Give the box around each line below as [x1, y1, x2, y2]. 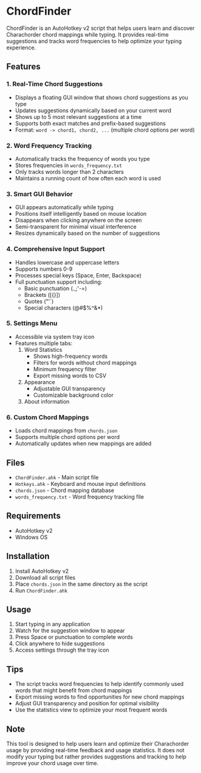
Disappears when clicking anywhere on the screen [15, 216, 142, 224]
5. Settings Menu [6, 319, 58, 327]
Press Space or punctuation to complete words [15, 633, 134, 641]
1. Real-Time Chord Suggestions [6, 80, 103, 88]
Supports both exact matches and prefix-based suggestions [15, 119, 166, 127]
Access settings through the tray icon [15, 646, 109, 654]
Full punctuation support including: [15, 278, 103, 285]
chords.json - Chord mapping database [15, 486, 114, 494]
